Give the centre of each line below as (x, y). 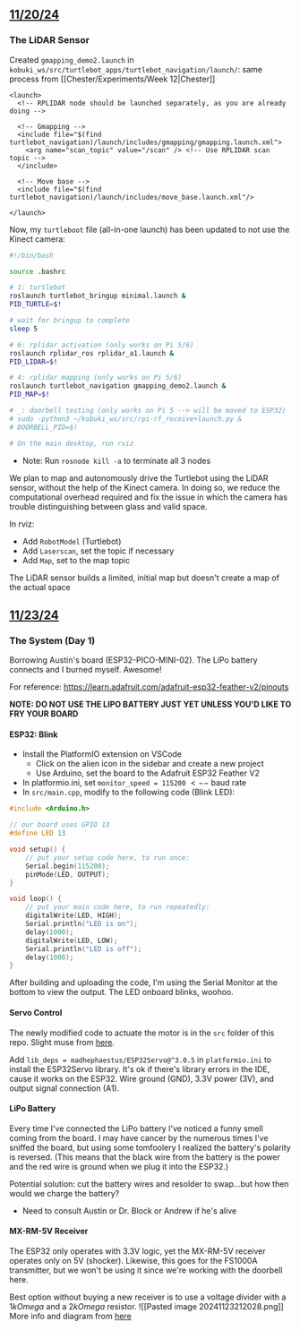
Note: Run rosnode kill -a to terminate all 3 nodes (116, 460)
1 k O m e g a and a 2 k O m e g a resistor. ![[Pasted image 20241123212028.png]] (146, 1306)
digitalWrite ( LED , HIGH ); (74, 916)
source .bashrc (38, 271)
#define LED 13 (38, 833)
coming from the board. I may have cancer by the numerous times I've (139, 1137)
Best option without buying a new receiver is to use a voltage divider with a (148, 1297)
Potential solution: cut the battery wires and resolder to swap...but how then (149, 1184)
